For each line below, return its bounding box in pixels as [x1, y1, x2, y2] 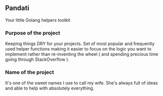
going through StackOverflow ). [5, 56, 69, 62]
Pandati [5, 4, 30, 12]
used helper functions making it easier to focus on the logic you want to [5, 46, 152, 52]
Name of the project [5, 69, 54, 76]
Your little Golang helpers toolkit [5, 17, 71, 23]
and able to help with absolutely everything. [5, 85, 95, 91]
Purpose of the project [5, 29, 60, 36]
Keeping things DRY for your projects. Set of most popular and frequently [5, 41, 155, 47]
